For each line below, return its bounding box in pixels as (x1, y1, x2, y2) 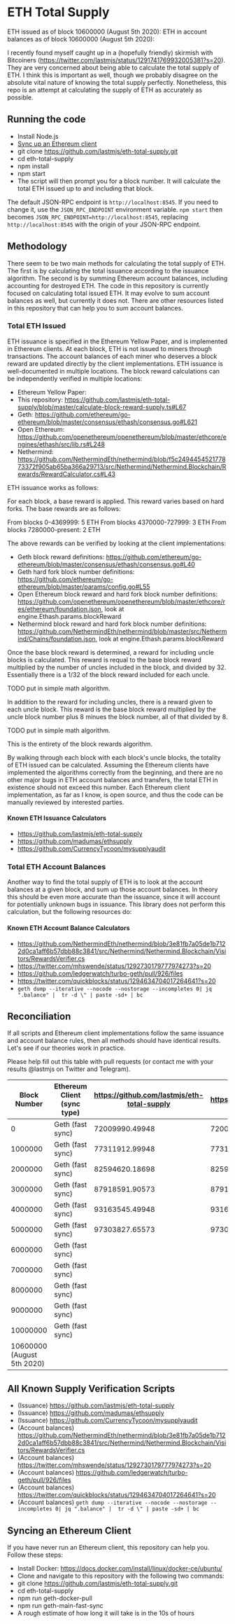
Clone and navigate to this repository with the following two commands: (17, 1571, 225, 1580)
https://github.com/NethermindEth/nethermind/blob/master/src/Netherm (17, 627, 227, 635)
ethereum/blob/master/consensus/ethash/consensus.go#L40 (17, 560, 196, 568)
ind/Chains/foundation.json (17, 634, 96, 643)
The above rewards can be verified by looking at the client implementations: (7, 539, 226, 547)
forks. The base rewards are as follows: (7, 504, 121, 512)
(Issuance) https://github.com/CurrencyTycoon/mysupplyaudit (17, 1417, 198, 1425)
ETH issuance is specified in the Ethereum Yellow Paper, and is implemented (7, 337, 228, 346)
